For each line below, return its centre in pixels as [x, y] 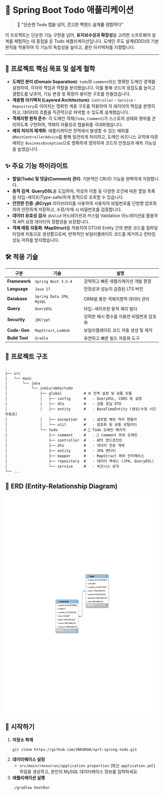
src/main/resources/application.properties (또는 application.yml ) [87, 766]
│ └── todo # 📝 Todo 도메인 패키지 [65, 430]
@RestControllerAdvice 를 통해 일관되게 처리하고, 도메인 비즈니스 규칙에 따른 [85, 137]
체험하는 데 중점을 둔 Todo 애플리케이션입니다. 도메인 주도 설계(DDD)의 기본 [86, 41]
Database [17, 299]
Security [16, 319]
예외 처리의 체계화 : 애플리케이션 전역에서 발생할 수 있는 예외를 [71, 130]
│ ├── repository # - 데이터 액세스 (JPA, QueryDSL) [80, 461]
